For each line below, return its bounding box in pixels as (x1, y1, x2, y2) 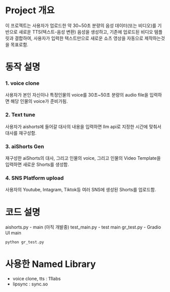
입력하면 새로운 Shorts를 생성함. (5, 161, 70, 168)
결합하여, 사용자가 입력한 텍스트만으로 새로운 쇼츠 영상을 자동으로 (14, 35, 144, 41)
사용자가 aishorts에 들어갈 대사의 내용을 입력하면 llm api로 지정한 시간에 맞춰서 (5, 123, 161, 130)
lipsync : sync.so (12, 281, 48, 287)
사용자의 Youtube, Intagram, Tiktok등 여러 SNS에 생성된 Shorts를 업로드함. (5, 187, 156, 193)
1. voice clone (5, 80, 40, 87)
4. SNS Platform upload (5, 174, 64, 181)
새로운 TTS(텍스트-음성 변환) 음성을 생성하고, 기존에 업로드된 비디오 (18, 28, 153, 35)
